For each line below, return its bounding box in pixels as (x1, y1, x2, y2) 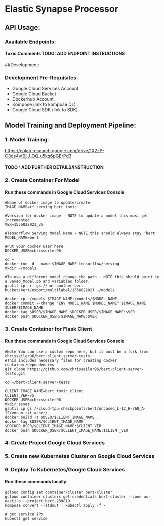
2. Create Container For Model (5, 177, 80, 184)
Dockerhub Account (12, 96, 54, 102)
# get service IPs (5, 511, 43, 517)
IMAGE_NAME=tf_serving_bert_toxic (5, 205, 77, 210)
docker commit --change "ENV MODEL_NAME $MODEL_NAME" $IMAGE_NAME (5, 301, 146, 306)
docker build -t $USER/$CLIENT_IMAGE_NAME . (5, 415, 99, 420)
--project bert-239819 (23, 498, 70, 503)
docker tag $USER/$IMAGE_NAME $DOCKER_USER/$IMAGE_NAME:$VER (5, 310, 135, 315)
